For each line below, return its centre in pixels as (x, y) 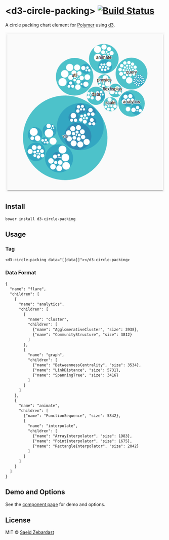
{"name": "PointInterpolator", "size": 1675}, (82, 441)
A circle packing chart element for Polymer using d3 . (60, 25)
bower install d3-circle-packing (40, 219)
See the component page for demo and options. (55, 504)
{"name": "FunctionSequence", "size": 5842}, (72, 416)
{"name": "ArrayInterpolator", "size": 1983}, (82, 436)
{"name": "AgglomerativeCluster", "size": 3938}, (86, 330)
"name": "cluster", (48, 319)
